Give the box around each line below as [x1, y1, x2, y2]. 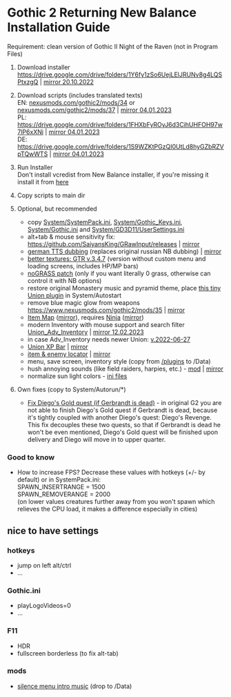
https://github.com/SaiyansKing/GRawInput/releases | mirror [27, 239, 200, 248]
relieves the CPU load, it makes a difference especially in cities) [17, 505, 198, 513]
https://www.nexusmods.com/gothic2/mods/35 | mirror [27, 306, 185, 314]
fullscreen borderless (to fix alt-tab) [17, 649, 119, 657]
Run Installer [17, 163, 53, 171]
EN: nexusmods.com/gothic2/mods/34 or [17, 98, 136, 106]
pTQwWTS [17, 150, 48, 158]
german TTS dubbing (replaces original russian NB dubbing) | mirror [27, 247, 222, 255]
